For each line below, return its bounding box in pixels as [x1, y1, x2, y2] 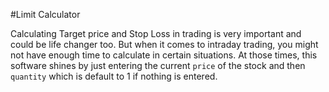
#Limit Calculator [10, 9, 81, 20]
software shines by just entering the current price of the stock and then [10, 60, 306, 71]
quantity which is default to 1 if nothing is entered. [10, 70, 218, 82]
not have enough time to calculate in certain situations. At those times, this [10, 49, 318, 61]
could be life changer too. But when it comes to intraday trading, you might [10, 39, 319, 50]
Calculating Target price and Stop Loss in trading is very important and [10, 28, 302, 39]
